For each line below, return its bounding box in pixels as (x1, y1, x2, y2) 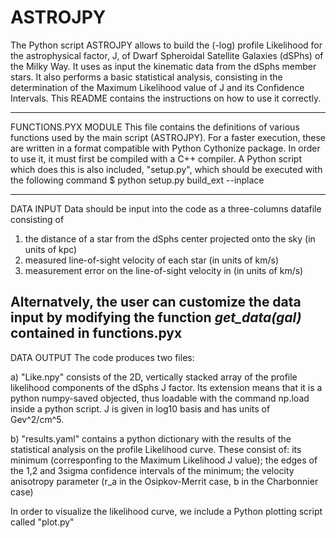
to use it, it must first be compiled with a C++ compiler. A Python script (10, 152, 303, 165)
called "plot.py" (10, 516, 75, 528)
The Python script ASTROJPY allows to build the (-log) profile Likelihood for (10, 39, 323, 51)
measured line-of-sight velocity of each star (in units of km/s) (24, 254, 280, 266)
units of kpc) (24, 243, 78, 255)
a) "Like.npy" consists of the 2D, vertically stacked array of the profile (10, 371, 298, 383)
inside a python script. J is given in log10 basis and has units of (10, 402, 271, 415)
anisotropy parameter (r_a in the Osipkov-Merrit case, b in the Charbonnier (10, 475, 319, 487)
